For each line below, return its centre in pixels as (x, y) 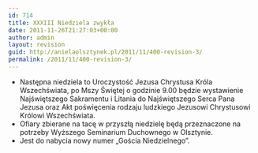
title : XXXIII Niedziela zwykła (61, 23)
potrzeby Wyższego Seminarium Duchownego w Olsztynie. (116, 132)
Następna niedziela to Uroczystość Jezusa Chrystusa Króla (116, 82)
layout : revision (37, 45)
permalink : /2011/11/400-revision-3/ (70, 60)
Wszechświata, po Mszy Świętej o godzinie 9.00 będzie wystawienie (131, 90)
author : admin (32, 37)
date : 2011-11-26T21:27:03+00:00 (63, 30)
